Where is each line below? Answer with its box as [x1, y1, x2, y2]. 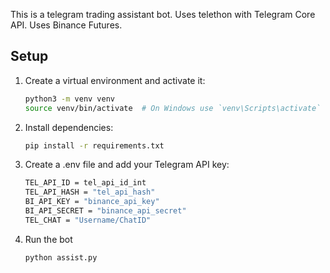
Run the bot [24, 233, 73, 245]
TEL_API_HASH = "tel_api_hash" [24, 187, 156, 198]
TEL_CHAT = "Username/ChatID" [24, 215, 152, 225]
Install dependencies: [24, 121, 114, 133]
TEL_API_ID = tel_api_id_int [24, 178, 147, 188]
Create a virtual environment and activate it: [24, 74, 206, 86]
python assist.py [24, 252, 98, 263]
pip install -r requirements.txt [24, 140, 165, 151]
